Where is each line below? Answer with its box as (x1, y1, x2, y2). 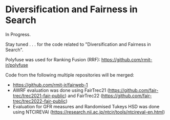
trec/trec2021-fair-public (12, 92, 65, 99)
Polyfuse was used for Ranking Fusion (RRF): (5, 56, 101, 62)
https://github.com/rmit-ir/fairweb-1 (12, 82, 88, 88)
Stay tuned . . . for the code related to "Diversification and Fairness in (5, 41, 151, 47)
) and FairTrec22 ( (65, 92, 102, 99)
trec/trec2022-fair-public (12, 98, 66, 104)
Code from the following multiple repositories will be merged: (5, 71, 135, 78)
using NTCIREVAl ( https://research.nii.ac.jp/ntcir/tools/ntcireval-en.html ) (12, 109, 165, 115)
